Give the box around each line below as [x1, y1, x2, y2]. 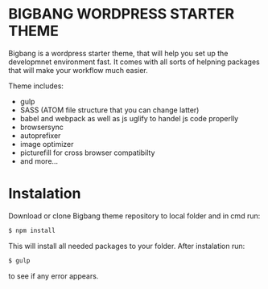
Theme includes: [8, 81, 64, 91]
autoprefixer [19, 130, 61, 140]
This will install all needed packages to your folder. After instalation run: [8, 241, 245, 250]
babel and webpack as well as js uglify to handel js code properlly [19, 113, 239, 123]
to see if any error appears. [8, 271, 99, 281]
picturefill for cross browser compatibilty [19, 148, 155, 157]
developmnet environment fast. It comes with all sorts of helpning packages [8, 57, 260, 67]
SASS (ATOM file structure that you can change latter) [19, 105, 200, 115]
